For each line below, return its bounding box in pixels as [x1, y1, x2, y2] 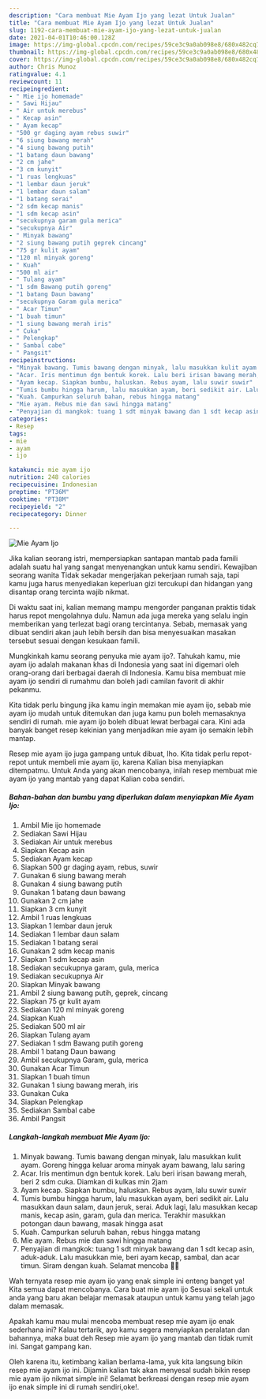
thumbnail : [9, 48, 45, 56]
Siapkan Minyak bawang [20, 980, 101, 989]
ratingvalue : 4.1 [9, 70, 66, 78]
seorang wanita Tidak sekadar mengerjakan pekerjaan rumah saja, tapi [9, 570, 240, 580]
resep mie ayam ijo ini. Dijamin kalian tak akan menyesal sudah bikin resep [9, 1366, 251, 1375]
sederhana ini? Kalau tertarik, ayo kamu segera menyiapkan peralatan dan [9, 1325, 250, 1334]
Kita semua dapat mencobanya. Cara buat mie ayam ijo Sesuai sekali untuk [9, 1285, 253, 1294]
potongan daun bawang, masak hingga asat [20, 1219, 163, 1229]
